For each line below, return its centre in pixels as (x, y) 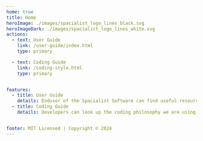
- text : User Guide (36, 40)
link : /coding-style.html (50, 68)
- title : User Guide (37, 95)
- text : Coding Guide (39, 62)
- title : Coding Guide (40, 107)
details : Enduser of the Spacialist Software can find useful (97, 101)
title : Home (21, 18)
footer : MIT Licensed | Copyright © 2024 (59, 128)
